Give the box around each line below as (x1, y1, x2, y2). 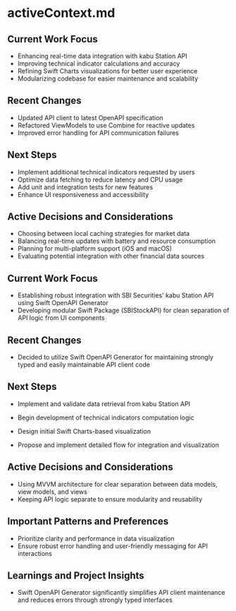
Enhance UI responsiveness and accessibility (17, 190, 149, 198)
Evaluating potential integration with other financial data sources (17, 252, 205, 261)
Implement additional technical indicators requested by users (17, 167, 195, 176)
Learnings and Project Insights (7, 569, 144, 581)
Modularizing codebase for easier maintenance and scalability (17, 74, 199, 83)
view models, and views (17, 487, 88, 496)
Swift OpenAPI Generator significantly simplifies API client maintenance (17, 588, 225, 597)
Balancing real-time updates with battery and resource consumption (17, 237, 216, 245)
